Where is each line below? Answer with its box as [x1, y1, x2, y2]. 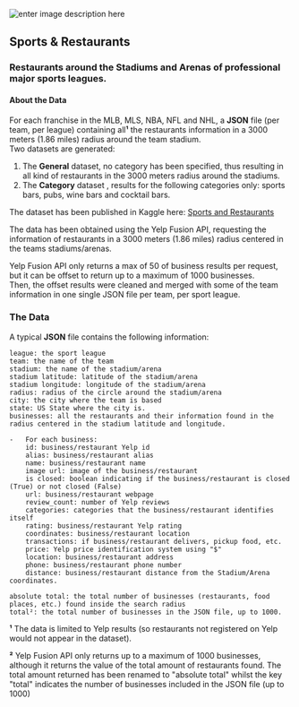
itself [9, 513, 34, 522]
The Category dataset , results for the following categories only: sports [21, 179, 286, 190]
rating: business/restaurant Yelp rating [25, 521, 182, 530]
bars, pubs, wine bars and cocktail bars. [21, 189, 171, 200]
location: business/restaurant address [25, 552, 175, 562]
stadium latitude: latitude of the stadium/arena [9, 372, 199, 381]
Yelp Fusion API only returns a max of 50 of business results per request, [9, 260, 279, 271]
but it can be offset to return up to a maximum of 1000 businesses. [9, 270, 255, 280]
